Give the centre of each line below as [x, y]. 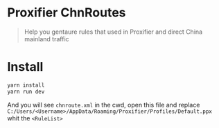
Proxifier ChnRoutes [67, 13]
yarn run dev [26, 92]
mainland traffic [46, 39]
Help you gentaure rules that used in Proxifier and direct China [113, 32]
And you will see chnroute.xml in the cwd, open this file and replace [104, 105]
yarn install [26, 85]
